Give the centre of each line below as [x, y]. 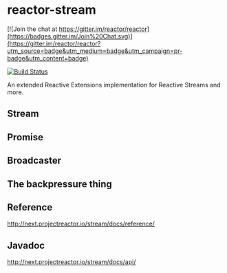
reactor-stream [52, 10]
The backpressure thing [60, 184]
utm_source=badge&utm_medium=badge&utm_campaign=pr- [95, 51]
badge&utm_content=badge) [48, 58]
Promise [25, 137]
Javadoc [26, 245]
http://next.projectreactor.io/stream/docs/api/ [72, 262]
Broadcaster [34, 161]
